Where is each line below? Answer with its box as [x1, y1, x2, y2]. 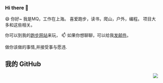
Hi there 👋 [5, 4, 29, 11]
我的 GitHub [5, 60, 41, 68]
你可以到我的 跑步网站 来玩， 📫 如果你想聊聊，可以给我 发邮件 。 [5, 33, 131, 38]
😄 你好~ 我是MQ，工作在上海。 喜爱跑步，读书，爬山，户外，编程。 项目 [5, 16, 152, 22]
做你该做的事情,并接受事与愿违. [5, 44, 67, 50]
